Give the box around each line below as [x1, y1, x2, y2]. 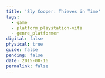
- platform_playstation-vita [11, 25, 83, 31]
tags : [6, 14, 19, 20]
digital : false [6, 36, 43, 42]
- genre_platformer [11, 30, 59, 36]
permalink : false [6, 63, 49, 69]
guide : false [6, 47, 38, 53]
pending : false [6, 52, 43, 58]
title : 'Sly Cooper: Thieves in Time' [6, 8, 101, 15]
